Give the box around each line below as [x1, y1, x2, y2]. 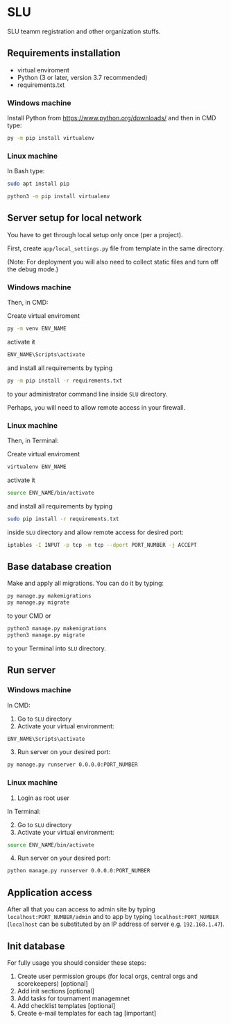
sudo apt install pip [7, 180, 70, 188]
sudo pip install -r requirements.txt [7, 515, 119, 522]
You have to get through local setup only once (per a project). [7, 230, 183, 239]
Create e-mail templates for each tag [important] [17, 1009, 157, 1017]
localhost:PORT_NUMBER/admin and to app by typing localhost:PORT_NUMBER [7, 913, 219, 921]
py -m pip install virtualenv [7, 135, 95, 142]
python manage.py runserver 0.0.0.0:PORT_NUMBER [7, 867, 151, 874]
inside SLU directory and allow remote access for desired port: [7, 528, 184, 536]
